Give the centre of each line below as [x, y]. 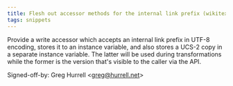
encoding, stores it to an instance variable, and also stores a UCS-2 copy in [115, 47]
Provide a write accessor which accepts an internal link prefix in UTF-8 [109, 39]
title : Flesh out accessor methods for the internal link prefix [103, 13]
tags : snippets [29, 20]
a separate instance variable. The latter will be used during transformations [114, 54]
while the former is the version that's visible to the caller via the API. [104, 61]
